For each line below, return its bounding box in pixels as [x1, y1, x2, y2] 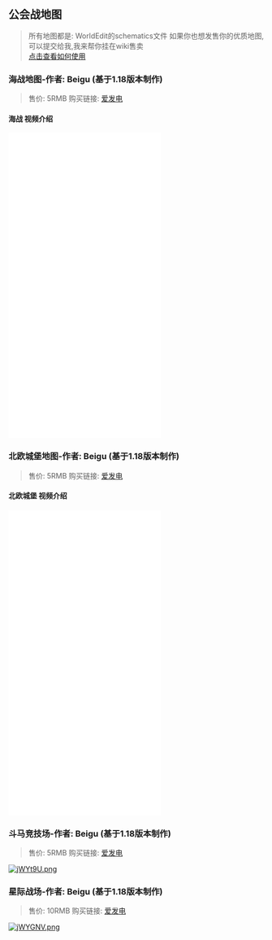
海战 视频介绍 [8, 113, 54, 124]
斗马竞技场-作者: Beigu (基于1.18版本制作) [8, 828, 172, 839]
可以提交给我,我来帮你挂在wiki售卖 [28, 41, 144, 50]
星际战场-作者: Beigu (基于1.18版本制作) [8, 886, 163, 898]
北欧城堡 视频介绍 [8, 491, 67, 501]
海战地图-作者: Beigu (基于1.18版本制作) [8, 73, 163, 85]
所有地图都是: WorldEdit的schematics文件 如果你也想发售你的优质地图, [28, 31, 264, 41]
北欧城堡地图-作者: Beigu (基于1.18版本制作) [8, 451, 180, 462]
